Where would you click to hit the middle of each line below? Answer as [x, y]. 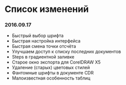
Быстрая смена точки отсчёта [44, 46]
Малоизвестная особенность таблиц [51, 78]
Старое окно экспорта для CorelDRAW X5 [56, 62]
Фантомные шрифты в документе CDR [53, 73]
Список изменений [47, 9]
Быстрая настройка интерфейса [46, 41]
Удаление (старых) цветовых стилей [51, 67]
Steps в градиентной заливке [43, 57]
